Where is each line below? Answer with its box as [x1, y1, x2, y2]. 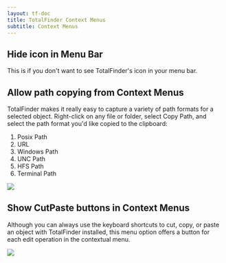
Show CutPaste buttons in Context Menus [7, 202, 190, 214]
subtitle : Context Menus [7, 23, 78, 30]
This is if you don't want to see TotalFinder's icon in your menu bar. [7, 67, 198, 75]
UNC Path [16, 155, 46, 162]
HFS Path [16, 162, 45, 170]
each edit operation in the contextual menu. [7, 235, 131, 243]
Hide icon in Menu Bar [7, 48, 103, 60]
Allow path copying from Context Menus [7, 87, 184, 98]
